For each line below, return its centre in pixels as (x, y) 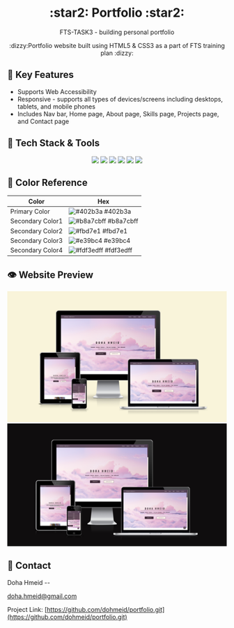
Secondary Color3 (37, 240)
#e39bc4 (117, 240)
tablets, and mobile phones (56, 107)
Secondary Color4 (37, 250)
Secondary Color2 (37, 230)
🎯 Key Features (41, 75)
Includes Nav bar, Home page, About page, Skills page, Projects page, (118, 113)
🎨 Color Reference (48, 182)
